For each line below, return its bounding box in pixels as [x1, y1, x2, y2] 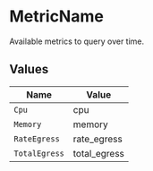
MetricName [9, 6, 105, 27]
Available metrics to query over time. [9, 36, 145, 47]
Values [9, 62, 49, 77]
